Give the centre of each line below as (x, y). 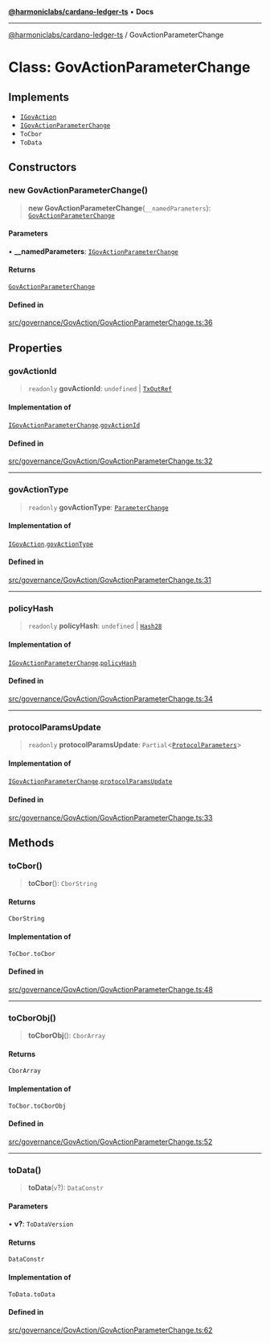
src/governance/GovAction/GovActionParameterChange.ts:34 (110, 699)
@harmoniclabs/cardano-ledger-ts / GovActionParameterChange (116, 35)
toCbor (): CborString (63, 884)
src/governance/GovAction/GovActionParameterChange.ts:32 (110, 461)
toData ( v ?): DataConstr (66, 1187)
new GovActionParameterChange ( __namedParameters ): (119, 208)
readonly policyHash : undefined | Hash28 (95, 626)
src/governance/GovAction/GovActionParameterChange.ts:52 (110, 1141)
